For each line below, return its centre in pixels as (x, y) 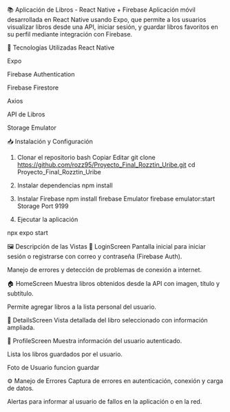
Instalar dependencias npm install (65, 185)
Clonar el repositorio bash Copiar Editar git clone (86, 157)
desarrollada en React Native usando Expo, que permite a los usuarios (107, 20)
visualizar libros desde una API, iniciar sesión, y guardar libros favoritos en (113, 27)
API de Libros (26, 114)
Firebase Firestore (33, 87)
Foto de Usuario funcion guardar (53, 368)
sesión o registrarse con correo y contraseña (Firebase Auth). (95, 256)
